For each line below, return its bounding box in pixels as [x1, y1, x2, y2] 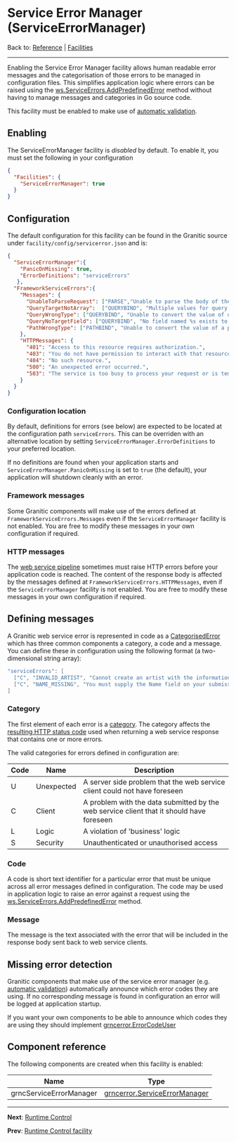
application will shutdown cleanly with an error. [7, 473, 144, 482]
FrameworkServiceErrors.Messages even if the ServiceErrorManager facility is [7, 514, 226, 522]
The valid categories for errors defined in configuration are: [7, 748, 180, 757]
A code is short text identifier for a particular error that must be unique [7, 874, 211, 883]
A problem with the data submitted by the [83, 797, 220, 807]
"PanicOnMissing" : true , [20, 265, 93, 272]
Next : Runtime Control [7, 1112, 72, 1121]
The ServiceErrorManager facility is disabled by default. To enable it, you [7, 146, 219, 154]
